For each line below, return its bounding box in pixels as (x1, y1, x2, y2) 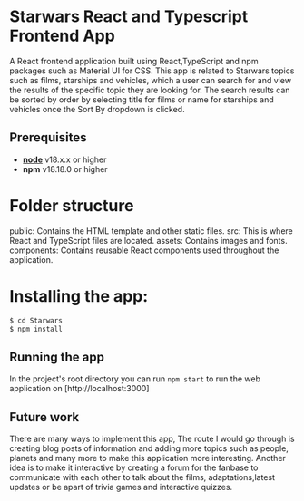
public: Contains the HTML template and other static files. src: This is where (9, 225, 293, 236)
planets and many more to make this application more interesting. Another (9, 453, 286, 463)
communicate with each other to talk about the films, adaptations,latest (9, 472, 275, 482)
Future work (9, 409, 80, 425)
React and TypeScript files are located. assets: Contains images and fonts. (9, 235, 288, 246)
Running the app (9, 349, 104, 364)
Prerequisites (9, 130, 87, 146)
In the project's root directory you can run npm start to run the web (9, 373, 261, 384)
